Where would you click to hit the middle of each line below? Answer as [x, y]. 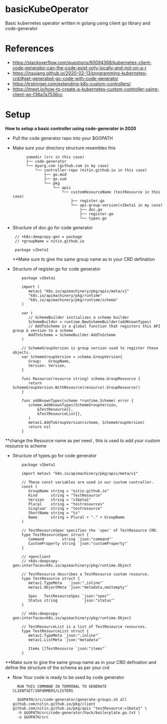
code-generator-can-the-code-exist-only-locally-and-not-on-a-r [79, 68]
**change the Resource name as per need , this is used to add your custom [83, 440]
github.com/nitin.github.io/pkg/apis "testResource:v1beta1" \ [80, 708]
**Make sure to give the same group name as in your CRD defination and [81, 662]
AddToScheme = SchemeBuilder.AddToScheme [72, 335]
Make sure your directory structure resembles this [64, 148]
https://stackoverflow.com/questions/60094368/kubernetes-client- [82, 62]
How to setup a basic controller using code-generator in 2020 [71, 128]
